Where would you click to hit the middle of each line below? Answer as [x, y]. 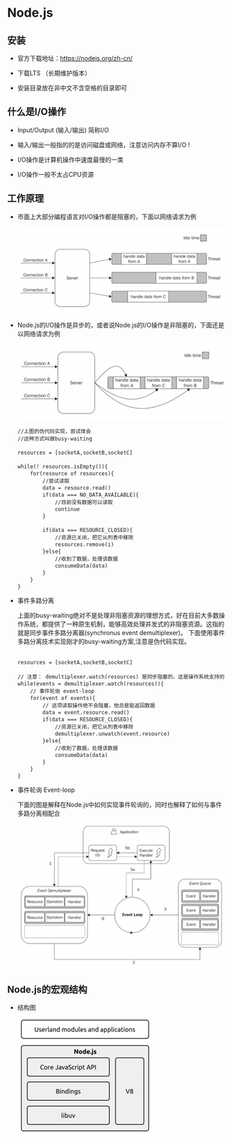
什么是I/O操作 [37, 112]
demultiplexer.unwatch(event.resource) [112, 734]
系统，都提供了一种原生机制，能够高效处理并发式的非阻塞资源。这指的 [124, 624]
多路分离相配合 [39, 813]
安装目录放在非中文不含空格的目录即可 [72, 88]
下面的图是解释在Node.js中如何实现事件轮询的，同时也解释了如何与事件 [119, 804]
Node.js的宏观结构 [48, 989]
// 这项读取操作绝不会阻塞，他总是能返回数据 [99, 705]
